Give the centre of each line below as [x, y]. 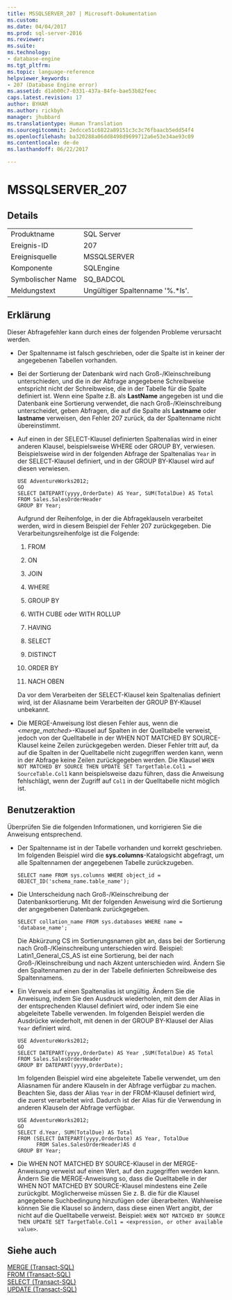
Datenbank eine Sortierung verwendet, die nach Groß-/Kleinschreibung [119, 403]
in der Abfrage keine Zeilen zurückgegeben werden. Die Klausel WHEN [116, 760]
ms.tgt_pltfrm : [29, 65]
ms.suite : [22, 46]
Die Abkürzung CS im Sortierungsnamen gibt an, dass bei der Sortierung [121, 941]
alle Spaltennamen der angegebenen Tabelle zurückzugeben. [105, 862]
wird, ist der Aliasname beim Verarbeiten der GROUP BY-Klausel [109, 702]
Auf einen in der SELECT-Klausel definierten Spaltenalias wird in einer [117, 439]
